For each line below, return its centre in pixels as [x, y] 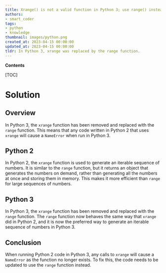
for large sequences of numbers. [39, 184]
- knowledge [17, 33]
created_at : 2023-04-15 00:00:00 [40, 42]
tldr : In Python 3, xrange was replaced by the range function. [73, 51]
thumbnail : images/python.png [36, 38]
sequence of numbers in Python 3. [40, 227]
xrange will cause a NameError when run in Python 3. [58, 135]
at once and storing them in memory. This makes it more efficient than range [83, 179]
